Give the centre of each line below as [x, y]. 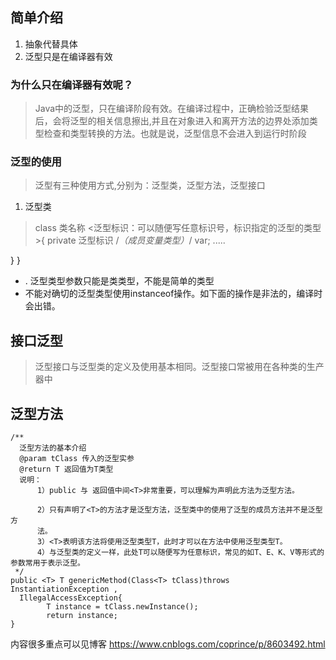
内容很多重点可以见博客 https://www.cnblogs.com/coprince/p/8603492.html [168, 644]
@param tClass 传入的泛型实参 [77, 459]
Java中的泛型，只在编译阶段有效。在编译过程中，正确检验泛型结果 [172, 109]
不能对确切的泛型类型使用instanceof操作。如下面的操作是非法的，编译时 [173, 294]
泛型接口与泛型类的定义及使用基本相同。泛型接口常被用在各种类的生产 [179, 367]
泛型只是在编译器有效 [68, 56]
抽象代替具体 [51, 44]
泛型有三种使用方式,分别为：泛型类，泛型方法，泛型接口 [150, 185]
